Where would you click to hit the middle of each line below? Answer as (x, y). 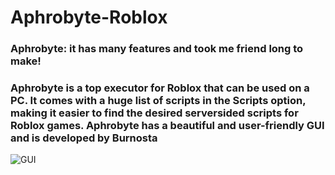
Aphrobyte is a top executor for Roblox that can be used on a (160, 88)
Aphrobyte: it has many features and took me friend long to (157, 49)
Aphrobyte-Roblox (89, 17)
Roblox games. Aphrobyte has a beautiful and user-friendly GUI (167, 126)
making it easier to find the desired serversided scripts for (154, 113)
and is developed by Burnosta (84, 138)
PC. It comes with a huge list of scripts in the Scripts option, (158, 101)
